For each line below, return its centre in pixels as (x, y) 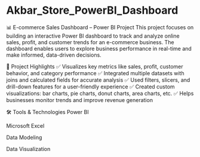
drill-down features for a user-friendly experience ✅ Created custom (90, 87)
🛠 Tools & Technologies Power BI (47, 112)
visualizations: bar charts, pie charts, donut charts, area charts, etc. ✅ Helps (100, 93)
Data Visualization (28, 149)
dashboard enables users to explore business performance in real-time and (99, 48)
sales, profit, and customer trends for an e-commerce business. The (90, 42)
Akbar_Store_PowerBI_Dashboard (92, 10)
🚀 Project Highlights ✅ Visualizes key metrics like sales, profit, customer (95, 66)
